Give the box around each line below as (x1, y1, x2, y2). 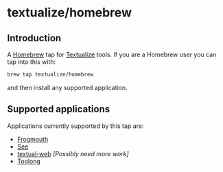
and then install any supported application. (7, 83, 128, 92)
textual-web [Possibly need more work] (16, 149, 129, 158)
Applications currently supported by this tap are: (7, 122, 144, 130)
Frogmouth (16, 135, 49, 143)
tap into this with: (7, 58, 56, 66)
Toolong (16, 157, 41, 165)
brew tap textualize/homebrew (7, 71, 94, 78)
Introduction (7, 32, 62, 44)
